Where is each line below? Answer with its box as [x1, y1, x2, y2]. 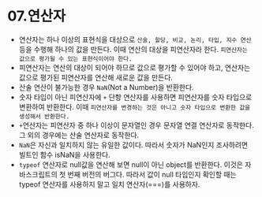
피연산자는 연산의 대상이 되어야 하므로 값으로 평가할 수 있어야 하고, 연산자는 [18, 62, 251, 72]
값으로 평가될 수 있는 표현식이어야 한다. [18, 54, 133, 63]
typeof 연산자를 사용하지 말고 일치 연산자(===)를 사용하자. [18, 179, 200, 189]
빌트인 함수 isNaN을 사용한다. [18, 150, 111, 159]
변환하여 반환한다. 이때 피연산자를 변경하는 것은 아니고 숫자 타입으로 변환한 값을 [18, 102, 251, 111]
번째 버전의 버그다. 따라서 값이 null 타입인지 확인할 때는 [67, 169, 238, 179]
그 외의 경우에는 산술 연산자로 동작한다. [18, 130, 140, 139]
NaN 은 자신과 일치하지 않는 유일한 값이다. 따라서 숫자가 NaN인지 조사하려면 [18, 139, 249, 150]
